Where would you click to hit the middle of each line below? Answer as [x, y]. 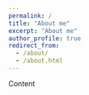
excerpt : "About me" [43, 31]
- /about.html [39, 61]
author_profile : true [45, 38]
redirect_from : [34, 46]
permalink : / [30, 16]
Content [22, 83]
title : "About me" [39, 23]
